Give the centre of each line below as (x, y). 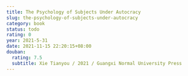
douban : (16, 52)
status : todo (23, 29)
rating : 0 (19, 35)
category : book (26, 23)
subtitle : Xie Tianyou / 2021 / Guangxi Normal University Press (97, 63)
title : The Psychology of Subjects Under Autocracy (73, 12)
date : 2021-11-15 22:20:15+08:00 (49, 47)
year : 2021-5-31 (27, 40)
